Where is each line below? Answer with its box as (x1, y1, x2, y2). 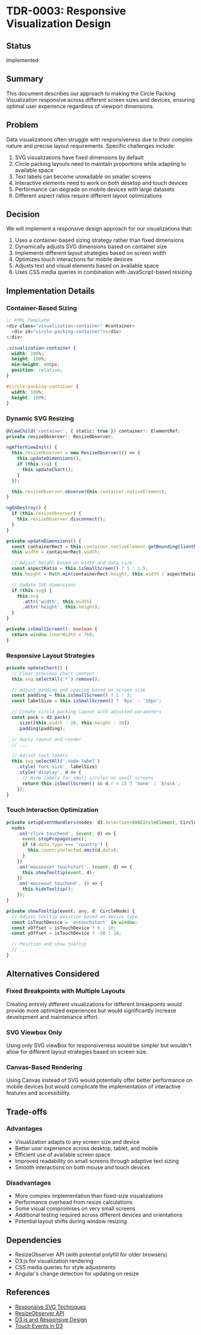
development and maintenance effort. (6, 1013, 99, 1020)
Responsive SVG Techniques (14, 1303, 86, 1310)
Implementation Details (6, 286, 95, 296)
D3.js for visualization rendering (14, 1257, 94, 1264)
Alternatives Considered (6, 969, 100, 979)
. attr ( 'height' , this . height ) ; (22, 604, 100, 610)
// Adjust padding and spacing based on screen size (11, 687, 146, 693)
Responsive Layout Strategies (6, 651, 95, 660)
